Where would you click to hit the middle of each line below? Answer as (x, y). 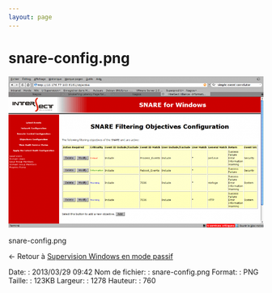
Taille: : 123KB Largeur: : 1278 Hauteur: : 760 (82, 281)
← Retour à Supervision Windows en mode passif (91, 257)
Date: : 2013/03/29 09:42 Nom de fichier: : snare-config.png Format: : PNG (134, 272)
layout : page (30, 17)
